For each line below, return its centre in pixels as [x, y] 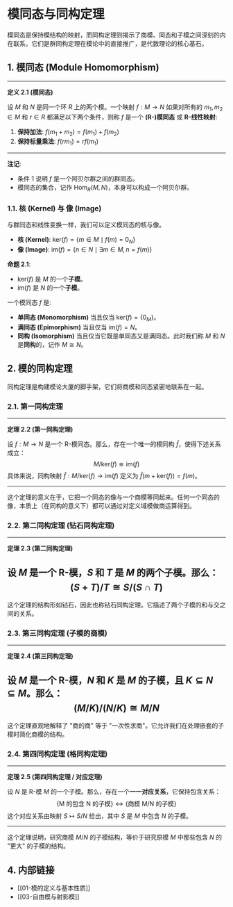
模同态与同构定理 [56, 14]
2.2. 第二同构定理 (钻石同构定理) [61, 525]
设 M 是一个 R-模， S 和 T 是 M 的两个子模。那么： [113, 572]
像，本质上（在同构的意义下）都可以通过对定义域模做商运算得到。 [101, 505]
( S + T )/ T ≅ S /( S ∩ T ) [116, 587]
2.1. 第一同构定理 [35, 406]
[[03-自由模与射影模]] [48, 897]
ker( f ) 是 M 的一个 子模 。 [52, 279]
